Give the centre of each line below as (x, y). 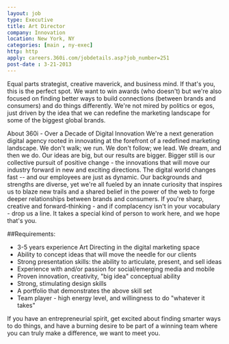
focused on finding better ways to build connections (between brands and (112, 98)
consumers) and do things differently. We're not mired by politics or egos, (111, 105)
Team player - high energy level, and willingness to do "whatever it (111, 297)
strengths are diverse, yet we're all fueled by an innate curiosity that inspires (115, 184)
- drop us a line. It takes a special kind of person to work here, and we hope (113, 213)
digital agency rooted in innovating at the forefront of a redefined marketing (113, 140)
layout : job (24, 13)
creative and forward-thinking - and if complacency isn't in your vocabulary (114, 206)
